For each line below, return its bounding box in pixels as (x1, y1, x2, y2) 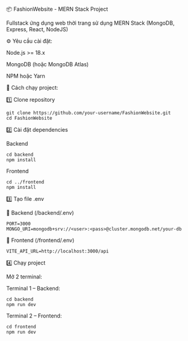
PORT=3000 (6, 221, 31, 227)
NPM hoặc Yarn (6, 72, 45, 79)
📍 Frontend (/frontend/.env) (6, 237, 75, 244)
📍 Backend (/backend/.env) (6, 209, 74, 216)
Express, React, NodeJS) (6, 26, 68, 32)
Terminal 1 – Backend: (6, 285, 60, 292)
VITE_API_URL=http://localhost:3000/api (6, 248, 110, 254)
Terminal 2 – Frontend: (6, 312, 62, 319)
